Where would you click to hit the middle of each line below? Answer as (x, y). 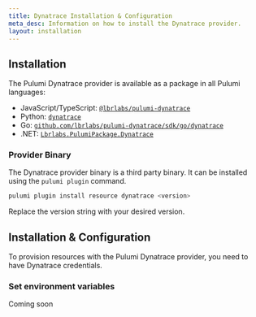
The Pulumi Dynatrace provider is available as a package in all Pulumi (124, 84)
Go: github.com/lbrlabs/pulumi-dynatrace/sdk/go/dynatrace (121, 125)
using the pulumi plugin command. (67, 181)
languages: (27, 92)
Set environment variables (62, 287)
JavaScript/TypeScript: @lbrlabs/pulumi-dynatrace (105, 108)
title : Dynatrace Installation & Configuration (91, 16)
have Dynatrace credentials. (56, 266)
